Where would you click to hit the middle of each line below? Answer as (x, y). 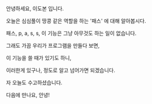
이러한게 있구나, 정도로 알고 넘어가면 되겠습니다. (61, 70)
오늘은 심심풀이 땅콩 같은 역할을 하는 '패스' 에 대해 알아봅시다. (76, 21)
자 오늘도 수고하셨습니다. (34, 83)
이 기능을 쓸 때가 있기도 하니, (39, 58)
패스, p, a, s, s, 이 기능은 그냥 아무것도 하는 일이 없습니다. (71, 33)
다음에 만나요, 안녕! (28, 95)
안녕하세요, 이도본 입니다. (35, 8)
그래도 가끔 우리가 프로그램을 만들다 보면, (53, 46)
